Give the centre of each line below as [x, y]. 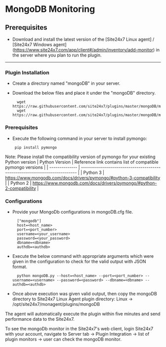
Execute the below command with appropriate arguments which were [83, 256]
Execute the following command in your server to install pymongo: [80, 138]
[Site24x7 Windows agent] [39, 45]
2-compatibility [21, 188]
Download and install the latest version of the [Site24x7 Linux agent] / [83, 39]
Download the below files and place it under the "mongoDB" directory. [84, 93]
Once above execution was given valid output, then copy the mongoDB [84, 293]
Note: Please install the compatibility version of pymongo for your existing [80, 157]
